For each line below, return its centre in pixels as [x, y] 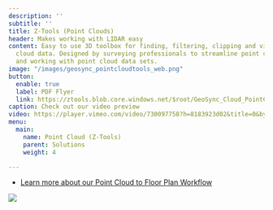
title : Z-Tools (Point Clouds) [61, 31]
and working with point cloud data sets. [87, 62]
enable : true [38, 84]
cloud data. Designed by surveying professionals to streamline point [138, 54]
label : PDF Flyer [45, 92]
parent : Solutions [54, 144]
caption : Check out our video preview [74, 107]
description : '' [36, 16]
